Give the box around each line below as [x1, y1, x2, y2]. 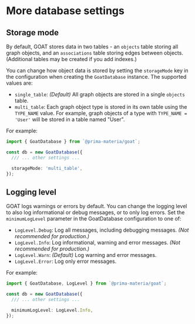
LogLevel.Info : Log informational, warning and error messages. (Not [14, 239, 181, 246]
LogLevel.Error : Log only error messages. [14, 258, 117, 265]
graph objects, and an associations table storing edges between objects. [6, 49, 184, 56]
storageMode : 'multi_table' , [11, 165, 83, 171]
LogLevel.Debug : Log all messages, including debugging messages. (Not [14, 226, 189, 233]
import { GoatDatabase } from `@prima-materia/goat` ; [6, 139, 141, 145]
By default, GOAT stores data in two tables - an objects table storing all [6, 43, 179, 50]
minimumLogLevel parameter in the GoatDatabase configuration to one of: [6, 215, 181, 222]
